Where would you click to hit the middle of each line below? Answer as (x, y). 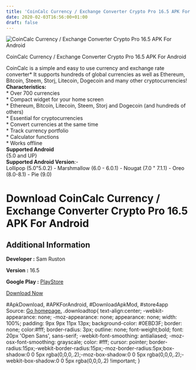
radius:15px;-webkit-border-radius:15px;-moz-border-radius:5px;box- (90, 348)
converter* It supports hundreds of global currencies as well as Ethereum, (96, 75)
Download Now (25, 293)
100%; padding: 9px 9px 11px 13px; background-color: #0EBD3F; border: (94, 324)
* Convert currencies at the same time (52, 125)
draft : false (22, 22)
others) (15, 112)
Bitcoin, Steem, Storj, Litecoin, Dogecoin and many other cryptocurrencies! (97, 81)
